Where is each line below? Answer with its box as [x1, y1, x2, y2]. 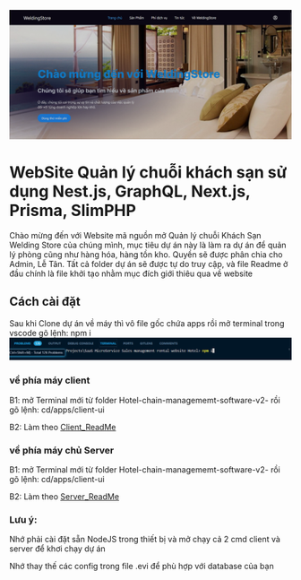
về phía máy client [9, 374, 90, 386]
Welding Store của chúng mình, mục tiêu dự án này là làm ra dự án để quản [9, 239, 287, 250]
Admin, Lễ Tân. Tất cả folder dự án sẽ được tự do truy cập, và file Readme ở [9, 258, 288, 269]
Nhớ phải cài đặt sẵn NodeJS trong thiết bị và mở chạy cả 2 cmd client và [9, 534, 280, 545]
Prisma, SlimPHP [9, 201, 137, 221]
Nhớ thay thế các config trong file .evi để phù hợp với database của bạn [9, 561, 275, 572]
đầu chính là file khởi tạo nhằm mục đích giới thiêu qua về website [9, 268, 254, 279]
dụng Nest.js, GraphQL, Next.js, [9, 181, 251, 202]
